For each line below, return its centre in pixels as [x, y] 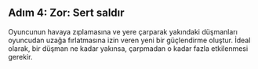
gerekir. [20, 56]
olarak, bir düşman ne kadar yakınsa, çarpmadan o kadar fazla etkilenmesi [128, 48]
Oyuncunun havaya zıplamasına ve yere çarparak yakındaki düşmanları [123, 31]
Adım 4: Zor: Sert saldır [66, 13]
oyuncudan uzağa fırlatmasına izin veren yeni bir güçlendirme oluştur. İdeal [129, 40]
